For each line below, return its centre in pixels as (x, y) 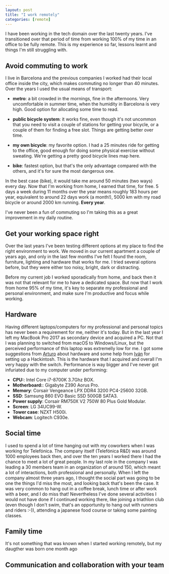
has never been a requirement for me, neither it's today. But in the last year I (84, 332)
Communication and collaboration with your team (85, 565)
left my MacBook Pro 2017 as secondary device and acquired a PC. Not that (84, 337)
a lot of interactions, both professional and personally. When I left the (77, 472)
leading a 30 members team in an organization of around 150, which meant (83, 467)
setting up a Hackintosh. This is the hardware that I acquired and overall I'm (84, 359)
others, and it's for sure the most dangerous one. (64, 171)
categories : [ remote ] (28, 19)
